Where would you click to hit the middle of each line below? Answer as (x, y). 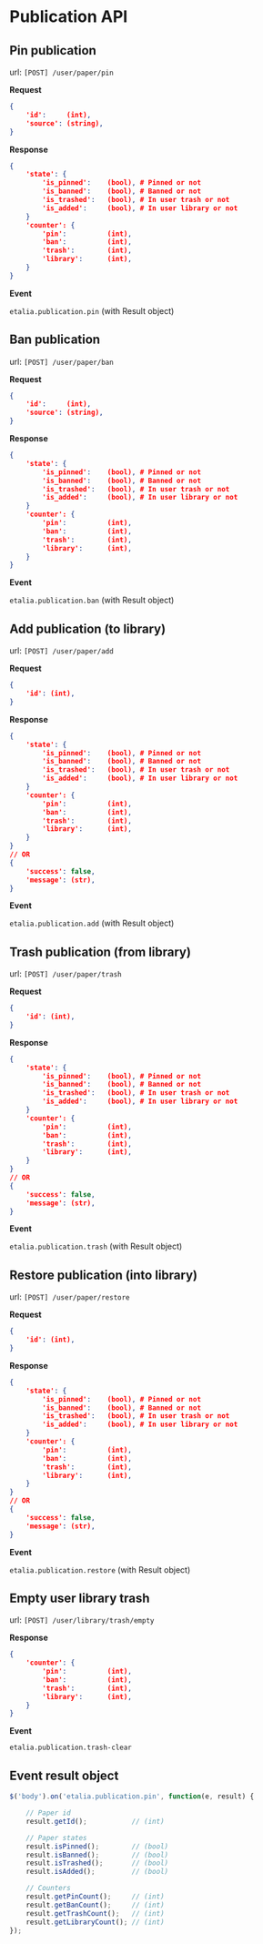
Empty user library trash (80, 1598)
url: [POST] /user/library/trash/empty (82, 1620)
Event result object (64, 1775)
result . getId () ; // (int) (96, 1821)
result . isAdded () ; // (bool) (97, 1872)
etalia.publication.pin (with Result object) (92, 310)
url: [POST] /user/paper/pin (61, 72)
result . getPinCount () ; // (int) (96, 1897)
